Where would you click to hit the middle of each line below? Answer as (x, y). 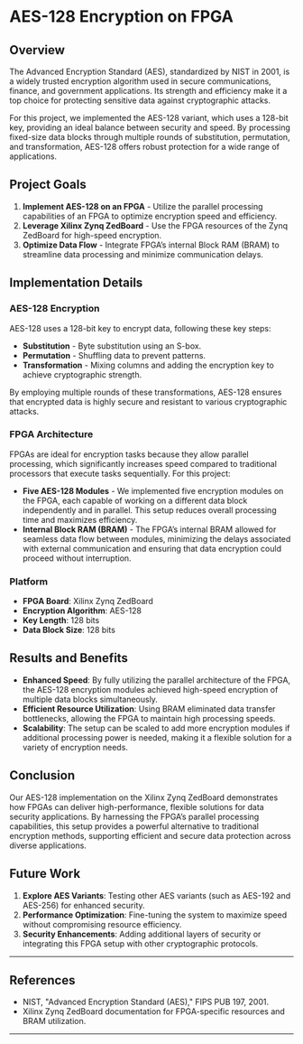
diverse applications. (48, 845)
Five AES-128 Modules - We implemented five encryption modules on (153, 490)
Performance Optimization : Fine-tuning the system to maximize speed (155, 915)
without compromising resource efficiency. (102, 924)
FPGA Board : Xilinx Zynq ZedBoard (87, 601)
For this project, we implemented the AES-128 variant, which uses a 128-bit (149, 118)
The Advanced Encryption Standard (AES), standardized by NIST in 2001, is (150, 71)
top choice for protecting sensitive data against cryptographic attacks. (140, 100)
